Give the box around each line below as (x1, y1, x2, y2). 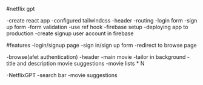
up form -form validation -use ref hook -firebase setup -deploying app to (6, 24, 188, 30)
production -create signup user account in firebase (6, 30, 134, 37)
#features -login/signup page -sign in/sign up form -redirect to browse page (6, 42, 197, 49)
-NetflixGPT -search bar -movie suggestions (6, 72, 118, 78)
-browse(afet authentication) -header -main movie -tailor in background (6, 53, 186, 60)
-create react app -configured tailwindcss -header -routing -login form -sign (6, 17, 198, 24)
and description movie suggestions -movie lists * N (17, 60, 145, 67)
